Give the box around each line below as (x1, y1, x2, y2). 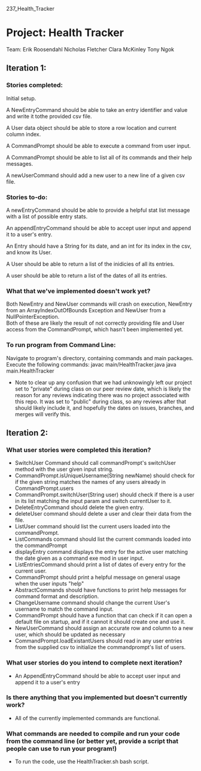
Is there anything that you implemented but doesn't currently (6, 693, 187, 702)
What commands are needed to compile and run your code (6, 729, 181, 738)
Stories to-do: (6, 193, 48, 201)
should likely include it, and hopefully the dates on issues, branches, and (14, 404, 194, 412)
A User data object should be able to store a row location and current (6, 124, 176, 131)
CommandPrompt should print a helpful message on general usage (14, 574, 181, 581)
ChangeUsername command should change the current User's (14, 599, 170, 607)
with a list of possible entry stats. (6, 212, 88, 220)
